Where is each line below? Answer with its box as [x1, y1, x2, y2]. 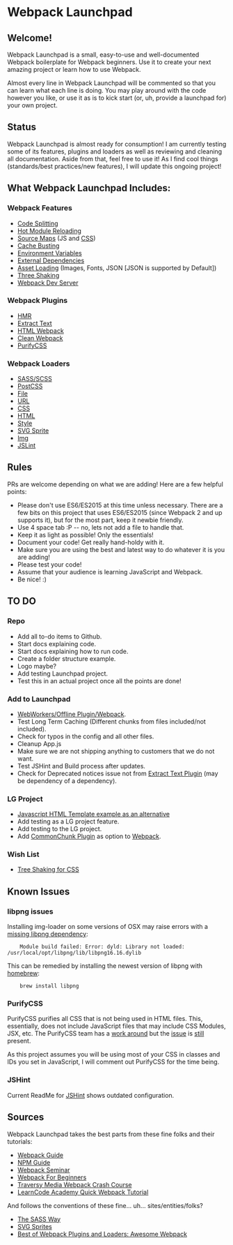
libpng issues [7, 907, 54, 916]
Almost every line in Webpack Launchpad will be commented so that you [7, 79, 216, 87]
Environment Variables [17, 248, 82, 257]
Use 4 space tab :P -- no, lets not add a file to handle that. [17, 523, 184, 531]
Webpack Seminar [17, 1165, 71, 1174]
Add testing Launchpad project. [17, 669, 109, 678]
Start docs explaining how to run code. [17, 647, 129, 655]
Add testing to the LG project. [17, 825, 102, 833]
